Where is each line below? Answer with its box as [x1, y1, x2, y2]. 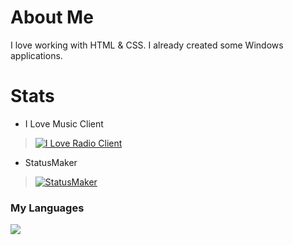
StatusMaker [24, 156, 78, 168]
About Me [10, 6, 94, 29]
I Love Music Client [24, 117, 104, 130]
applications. [10, 49, 63, 61]
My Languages [10, 201, 85, 215]
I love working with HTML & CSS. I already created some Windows [10, 39, 284, 51]
